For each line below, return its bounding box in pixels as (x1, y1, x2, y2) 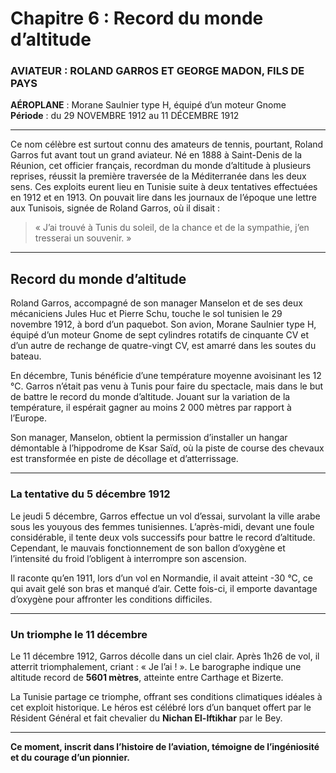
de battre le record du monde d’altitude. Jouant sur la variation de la (10, 391, 291, 403)
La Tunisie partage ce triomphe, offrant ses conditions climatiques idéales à (10, 690, 323, 702)
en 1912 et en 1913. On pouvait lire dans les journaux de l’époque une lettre (10, 192, 317, 204)
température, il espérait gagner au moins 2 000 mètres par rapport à (10, 402, 292, 414)
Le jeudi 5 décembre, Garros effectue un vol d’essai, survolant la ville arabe (10, 510, 321, 522)
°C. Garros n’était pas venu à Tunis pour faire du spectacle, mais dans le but (10, 380, 324, 392)
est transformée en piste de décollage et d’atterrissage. (10, 453, 239, 465)
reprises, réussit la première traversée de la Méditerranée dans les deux (10, 170, 307, 182)
